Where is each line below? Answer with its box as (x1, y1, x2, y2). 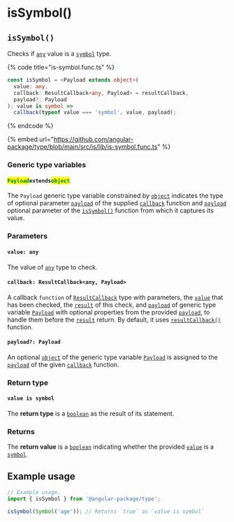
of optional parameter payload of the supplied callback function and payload (7, 199, 227, 208)
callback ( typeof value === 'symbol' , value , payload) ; (13, 109, 177, 116)
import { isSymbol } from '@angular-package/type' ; (7, 495, 161, 502)
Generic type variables (7, 160, 87, 170)
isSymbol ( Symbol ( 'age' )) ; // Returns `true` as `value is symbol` (7, 508, 205, 515)
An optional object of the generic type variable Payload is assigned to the (7, 353, 218, 361)
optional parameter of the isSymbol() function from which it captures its (7, 206, 214, 215)
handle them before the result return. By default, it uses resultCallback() (7, 315, 221, 324)
